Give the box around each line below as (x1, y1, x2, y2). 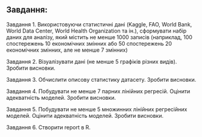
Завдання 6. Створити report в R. (6, 123, 91, 131)
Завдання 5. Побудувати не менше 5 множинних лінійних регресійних (6, 105, 188, 113)
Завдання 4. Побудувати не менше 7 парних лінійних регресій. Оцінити (6, 87, 191, 95)
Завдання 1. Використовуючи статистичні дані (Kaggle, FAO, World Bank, (6, 20, 192, 28)
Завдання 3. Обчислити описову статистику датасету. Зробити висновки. (6, 76, 197, 83)
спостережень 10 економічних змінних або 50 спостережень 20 (6, 40, 172, 47)
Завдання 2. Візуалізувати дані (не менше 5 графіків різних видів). (6, 58, 177, 65)
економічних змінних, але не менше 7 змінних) (6, 46, 128, 53)
